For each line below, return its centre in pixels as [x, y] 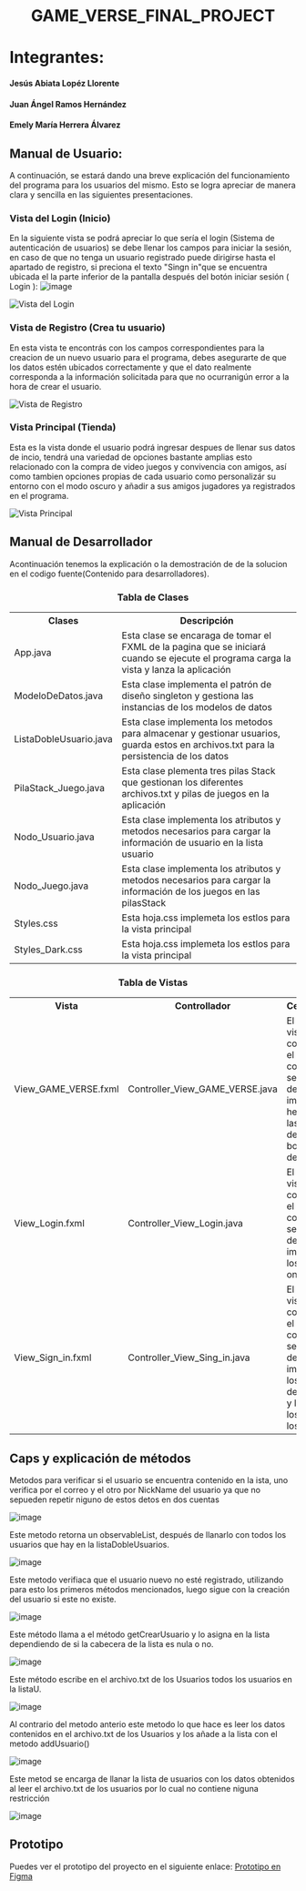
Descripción [207, 620]
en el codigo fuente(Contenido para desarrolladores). [109, 574]
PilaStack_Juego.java [59, 788]
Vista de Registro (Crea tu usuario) [87, 328]
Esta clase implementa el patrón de [196, 684]
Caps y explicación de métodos [100, 1458]
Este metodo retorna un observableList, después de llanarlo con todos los [148, 1535]
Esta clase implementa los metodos [197, 722]
